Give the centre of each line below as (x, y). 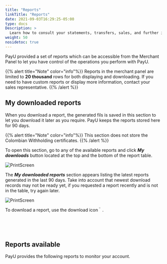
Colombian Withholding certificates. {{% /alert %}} (57, 140)
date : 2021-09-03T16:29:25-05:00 (40, 19)
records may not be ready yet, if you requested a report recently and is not (82, 185)
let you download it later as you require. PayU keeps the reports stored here (83, 120)
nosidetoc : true (22, 42)
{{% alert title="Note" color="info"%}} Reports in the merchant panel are (80, 71)
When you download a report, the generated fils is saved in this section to (81, 115)
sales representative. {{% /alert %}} (42, 87)
